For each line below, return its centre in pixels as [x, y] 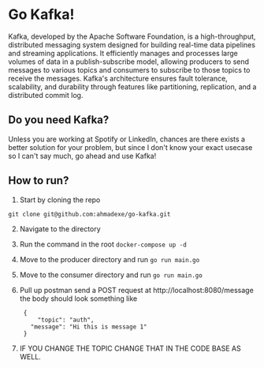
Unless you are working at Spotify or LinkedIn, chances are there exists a [127, 139]
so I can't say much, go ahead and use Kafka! [82, 156]
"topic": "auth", [66, 320]
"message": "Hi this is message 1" [89, 327]
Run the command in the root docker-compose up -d [103, 244]
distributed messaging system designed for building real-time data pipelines [132, 44]
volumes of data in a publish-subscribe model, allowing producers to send [129, 62]
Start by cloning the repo [60, 200]
